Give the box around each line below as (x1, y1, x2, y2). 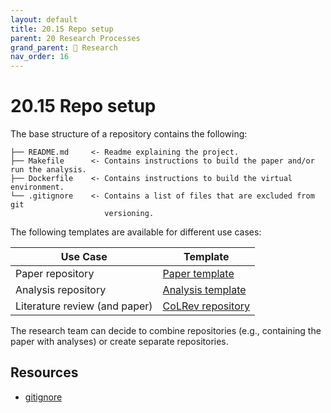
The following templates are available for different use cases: (10, 226, 262, 238)
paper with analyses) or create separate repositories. (10, 336, 229, 348)
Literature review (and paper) (15, 299, 153, 313)
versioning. (104, 209, 155, 219)
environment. (10, 182, 65, 193)
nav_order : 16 (10, 52, 70, 62)
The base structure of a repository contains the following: (10, 128, 248, 140)
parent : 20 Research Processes (10, 33, 141, 43)
